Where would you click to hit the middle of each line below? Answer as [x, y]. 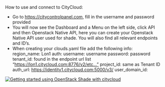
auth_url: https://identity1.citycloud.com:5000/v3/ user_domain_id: [80, 70]
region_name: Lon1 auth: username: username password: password [81, 54]
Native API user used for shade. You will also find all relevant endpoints [85, 38]
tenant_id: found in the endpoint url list [52, 59]
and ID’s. [21, 43]
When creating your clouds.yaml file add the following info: [72, 48]
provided [22, 22]
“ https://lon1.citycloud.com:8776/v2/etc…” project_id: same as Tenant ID [86, 64]
